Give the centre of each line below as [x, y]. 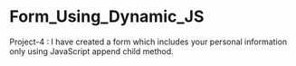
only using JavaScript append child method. [91, 51]
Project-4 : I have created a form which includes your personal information [148, 42]
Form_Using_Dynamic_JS [107, 17]
